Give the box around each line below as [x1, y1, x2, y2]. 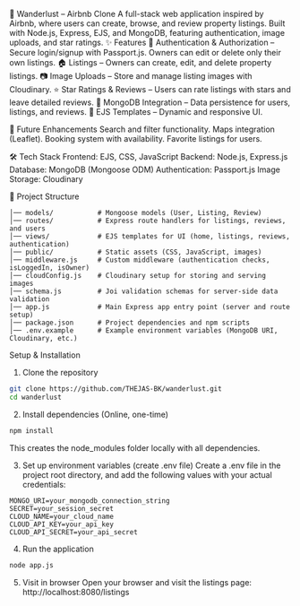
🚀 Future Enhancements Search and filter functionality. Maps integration [9, 124, 276, 134]
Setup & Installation [9, 350, 81, 360]
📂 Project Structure [9, 191, 80, 202]
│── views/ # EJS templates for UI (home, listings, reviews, [9, 232, 291, 241]
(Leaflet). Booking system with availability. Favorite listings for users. [9, 134, 262, 143]
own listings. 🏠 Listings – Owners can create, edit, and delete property [9, 57, 272, 67]
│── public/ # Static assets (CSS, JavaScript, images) [9, 247, 262, 256]
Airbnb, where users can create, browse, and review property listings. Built [9, 18, 286, 29]
